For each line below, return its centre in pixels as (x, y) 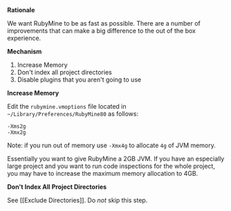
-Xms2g (17, 127)
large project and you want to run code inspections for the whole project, (111, 166)
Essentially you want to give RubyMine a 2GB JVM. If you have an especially (116, 159)
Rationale (21, 10)
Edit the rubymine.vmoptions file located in (67, 106)
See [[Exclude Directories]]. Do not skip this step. (77, 200)
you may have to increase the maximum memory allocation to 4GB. (103, 173)
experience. (24, 38)
